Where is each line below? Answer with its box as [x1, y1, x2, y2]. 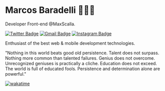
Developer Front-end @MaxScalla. [5, 21, 76, 27]
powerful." [5, 71, 26, 77]
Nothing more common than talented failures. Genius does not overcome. [5, 55, 155, 61]
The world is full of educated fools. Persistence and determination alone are [5, 66, 160, 72]
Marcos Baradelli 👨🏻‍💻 [5, 4, 95, 16]
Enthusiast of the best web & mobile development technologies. [5, 40, 135, 46]
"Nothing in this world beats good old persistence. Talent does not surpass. [5, 50, 160, 56]
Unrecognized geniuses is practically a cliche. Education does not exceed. [5, 60, 157, 66]
